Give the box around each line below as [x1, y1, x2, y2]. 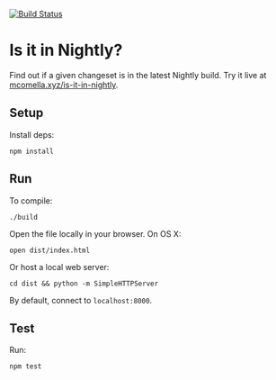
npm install [9, 147, 54, 156]
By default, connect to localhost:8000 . [9, 294, 153, 305]
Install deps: [9, 129, 55, 140]
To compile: [9, 195, 53, 206]
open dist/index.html [9, 246, 91, 255]
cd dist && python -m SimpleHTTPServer [9, 279, 159, 288]
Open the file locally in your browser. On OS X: [9, 228, 182, 239]
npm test [9, 362, 42, 371]
